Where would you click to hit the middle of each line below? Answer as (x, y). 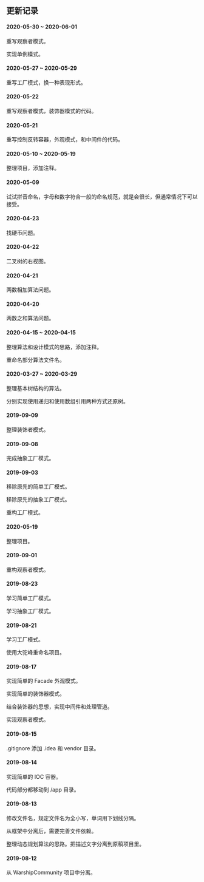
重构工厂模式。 (25, 512)
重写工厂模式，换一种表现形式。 (46, 82)
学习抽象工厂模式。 (30, 611)
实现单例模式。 (25, 54)
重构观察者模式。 (28, 569)
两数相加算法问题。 (30, 290)
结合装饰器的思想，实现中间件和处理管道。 (59, 707)
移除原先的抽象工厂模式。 (38, 500)
